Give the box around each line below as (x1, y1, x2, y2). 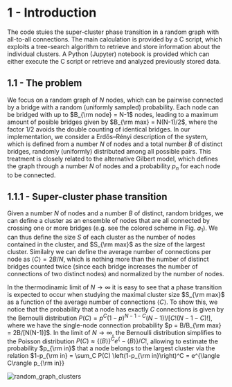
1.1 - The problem (7, 78, 82, 89)
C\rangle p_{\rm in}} (7, 359, 65, 368)
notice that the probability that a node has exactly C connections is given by (7, 305, 224, 314)
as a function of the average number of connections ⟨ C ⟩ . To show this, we (7, 298, 218, 306)
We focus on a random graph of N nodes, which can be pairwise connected (7, 96, 224, 104)
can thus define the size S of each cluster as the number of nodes (7, 233, 196, 242)
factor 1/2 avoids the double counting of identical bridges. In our (7, 125, 190, 133)
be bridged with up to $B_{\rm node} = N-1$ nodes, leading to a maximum (7, 110, 219, 118)
